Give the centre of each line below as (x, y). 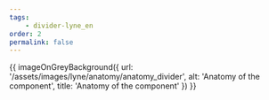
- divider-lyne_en (59, 26)
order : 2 (25, 34)
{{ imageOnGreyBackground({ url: (71, 67)
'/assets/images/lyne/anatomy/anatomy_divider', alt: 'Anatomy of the (134, 77)
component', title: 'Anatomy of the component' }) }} (103, 86)
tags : (19, 17)
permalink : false (41, 42)
